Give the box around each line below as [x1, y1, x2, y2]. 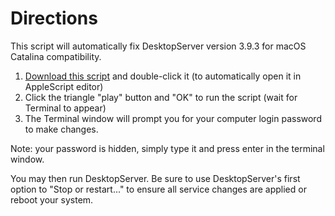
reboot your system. [10, 193, 94, 206]
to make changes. [24, 123, 99, 135]
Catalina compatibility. [10, 50, 102, 62]
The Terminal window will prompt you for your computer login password [24, 112, 322, 124]
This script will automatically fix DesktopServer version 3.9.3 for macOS [10, 40, 307, 52]
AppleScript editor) [24, 80, 104, 92]
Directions [10, 7, 98, 30]
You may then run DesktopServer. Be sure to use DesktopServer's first [10, 172, 301, 184]
